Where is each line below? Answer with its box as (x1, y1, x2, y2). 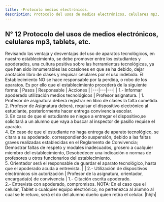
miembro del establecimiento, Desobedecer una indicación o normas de (5, 150, 152, 156)
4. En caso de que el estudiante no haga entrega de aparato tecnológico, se (5, 129, 159, 135)
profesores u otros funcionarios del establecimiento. (5, 155, 111, 161)
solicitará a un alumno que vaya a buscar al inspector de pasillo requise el (5, 118, 155, 124)
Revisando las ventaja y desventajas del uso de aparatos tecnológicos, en (5, 51, 155, 57)
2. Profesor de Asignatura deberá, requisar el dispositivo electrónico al (5, 103, 149, 109)
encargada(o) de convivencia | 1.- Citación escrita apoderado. (5, 176, 131, 182)
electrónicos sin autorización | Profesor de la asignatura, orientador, (5, 171, 143, 177)
